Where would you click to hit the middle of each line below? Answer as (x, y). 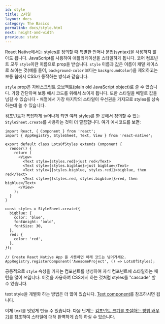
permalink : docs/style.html (34, 28)
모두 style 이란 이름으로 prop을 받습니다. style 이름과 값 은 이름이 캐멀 (78, 64)
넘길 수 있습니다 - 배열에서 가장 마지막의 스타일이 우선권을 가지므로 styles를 (78, 99)
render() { (21, 148)
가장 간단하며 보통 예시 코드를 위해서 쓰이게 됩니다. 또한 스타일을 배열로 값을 (84, 93)
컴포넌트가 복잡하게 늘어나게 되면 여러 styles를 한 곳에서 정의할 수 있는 (73, 116)
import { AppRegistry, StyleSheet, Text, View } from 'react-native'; (79, 135)
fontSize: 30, (28, 226)
